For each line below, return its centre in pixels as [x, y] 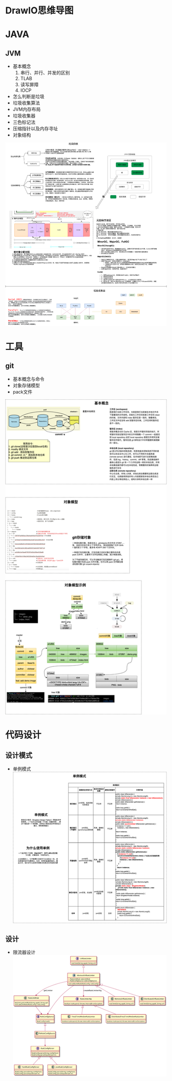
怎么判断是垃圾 [28, 97]
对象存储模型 [26, 385]
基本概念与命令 [28, 379]
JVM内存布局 [27, 109]
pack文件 [23, 392]
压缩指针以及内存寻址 [35, 128]
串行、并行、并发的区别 [45, 73]
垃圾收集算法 [26, 103]
